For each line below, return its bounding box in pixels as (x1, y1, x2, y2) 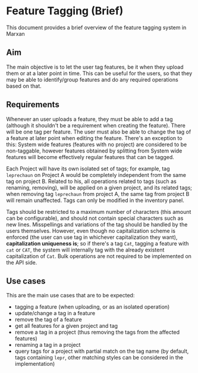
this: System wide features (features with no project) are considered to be (6, 141, 187, 148)
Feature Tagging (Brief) (6, 4, 124, 18)
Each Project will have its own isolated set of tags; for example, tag (6, 165, 171, 172)
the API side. (6, 259, 37, 266)
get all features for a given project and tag (14, 322, 118, 330)
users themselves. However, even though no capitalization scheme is (6, 227, 175, 234)
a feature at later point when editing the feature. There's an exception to (6, 134, 183, 141)
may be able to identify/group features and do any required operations (6, 76, 178, 83)
